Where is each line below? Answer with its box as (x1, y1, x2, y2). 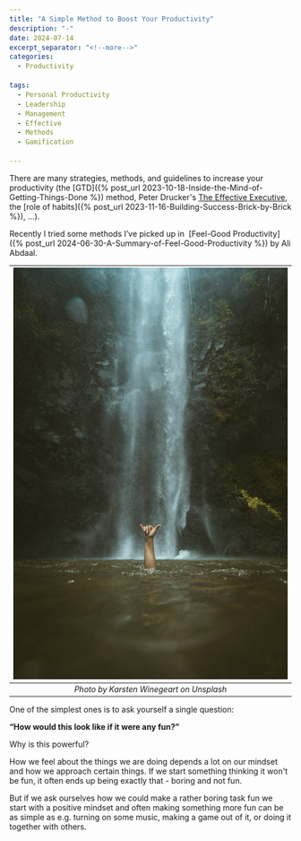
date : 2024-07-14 (9, 33, 74, 42)
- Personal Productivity (17, 90, 110, 99)
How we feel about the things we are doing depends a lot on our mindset (9, 756, 278, 767)
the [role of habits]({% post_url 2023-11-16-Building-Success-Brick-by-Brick (9, 201, 292, 212)
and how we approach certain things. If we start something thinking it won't (9, 766, 288, 776)
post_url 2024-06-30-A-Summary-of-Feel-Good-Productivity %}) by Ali (25, 238, 291, 249)
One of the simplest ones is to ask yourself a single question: (9, 704, 235, 714)
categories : (9, 52, 54, 62)
